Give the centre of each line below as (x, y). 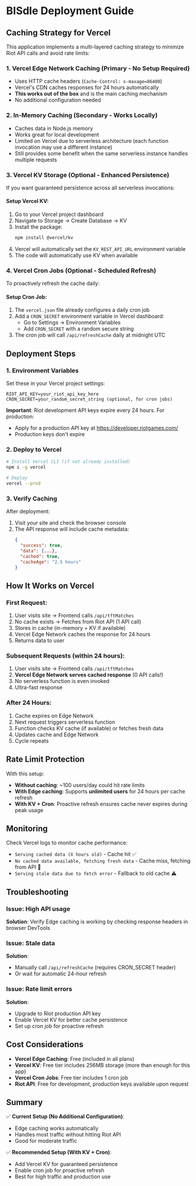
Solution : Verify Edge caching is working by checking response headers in (97, 922)
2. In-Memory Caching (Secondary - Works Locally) (82, 115)
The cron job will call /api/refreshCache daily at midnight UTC (90, 335)
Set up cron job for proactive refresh (59, 1026)
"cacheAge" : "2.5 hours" (51, 562)
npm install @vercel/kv (44, 238)
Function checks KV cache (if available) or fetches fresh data (89, 728)
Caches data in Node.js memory (54, 128)
